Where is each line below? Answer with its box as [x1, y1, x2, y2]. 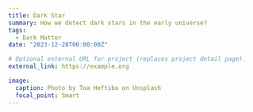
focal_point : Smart [15, 91, 80, 99]
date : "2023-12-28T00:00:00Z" [8, 41, 109, 49]
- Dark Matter [15, 33, 62, 42]
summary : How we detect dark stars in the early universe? [8, 19, 208, 27]
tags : [8, 26, 26, 34]
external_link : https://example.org [8, 62, 129, 71]
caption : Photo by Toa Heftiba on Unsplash [15, 84, 161, 91]
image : [8, 77, 30, 84]
